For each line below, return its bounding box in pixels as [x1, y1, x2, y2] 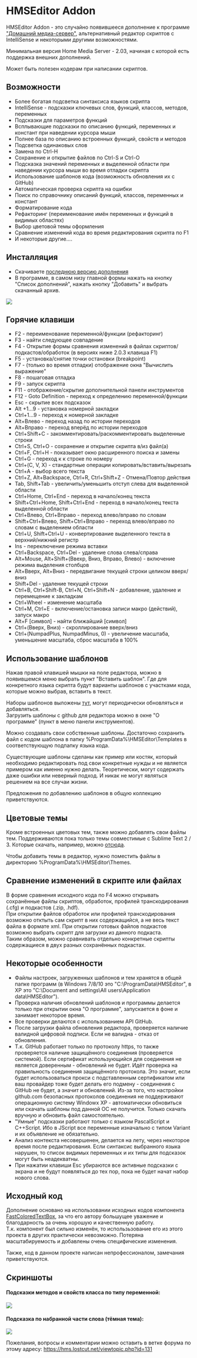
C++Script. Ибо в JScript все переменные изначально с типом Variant [14, 1124, 191, 1131]
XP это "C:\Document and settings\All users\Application [14, 986, 151, 993]
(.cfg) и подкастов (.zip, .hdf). [6, 904, 79, 911]
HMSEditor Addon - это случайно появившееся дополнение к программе [6, 24, 190, 31]
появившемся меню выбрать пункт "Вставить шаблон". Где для [6, 675, 167, 683]
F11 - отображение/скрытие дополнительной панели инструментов [14, 386, 184, 393]
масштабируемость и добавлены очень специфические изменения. [6, 1238, 178, 1245]
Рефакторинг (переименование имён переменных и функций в [14, 210, 173, 217]
